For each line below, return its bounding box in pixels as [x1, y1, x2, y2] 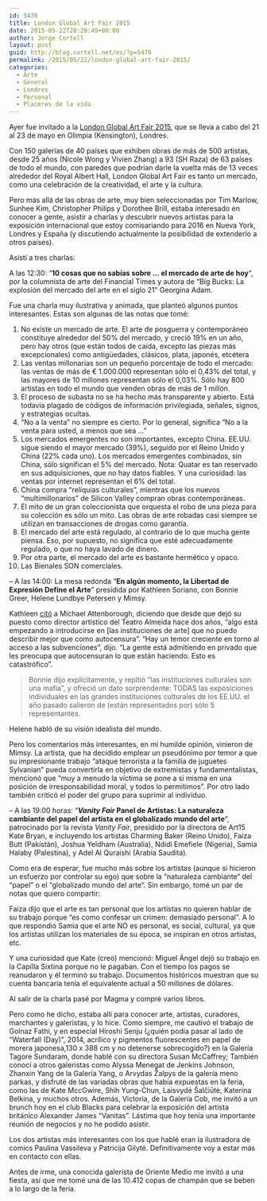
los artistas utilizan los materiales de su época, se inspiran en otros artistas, [9, 930, 257, 939]
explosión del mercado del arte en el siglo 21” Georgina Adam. [9, 286, 213, 295]
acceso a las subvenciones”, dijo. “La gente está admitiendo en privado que [9, 643, 257, 652]
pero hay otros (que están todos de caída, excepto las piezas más [20, 341, 237, 351]
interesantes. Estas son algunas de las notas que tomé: [9, 309, 190, 319]
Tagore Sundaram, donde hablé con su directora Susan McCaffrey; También [9, 1051, 259, 1062]
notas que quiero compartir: [9, 888, 101, 899]
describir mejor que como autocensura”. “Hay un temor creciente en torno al [9, 634, 260, 644]
